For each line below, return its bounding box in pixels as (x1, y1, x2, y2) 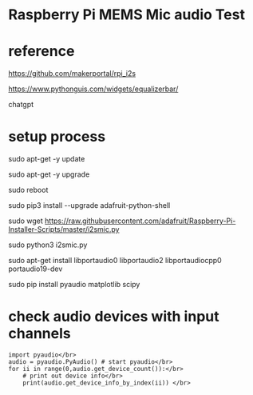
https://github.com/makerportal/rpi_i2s (8, 69, 136, 78)
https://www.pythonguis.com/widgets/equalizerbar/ (8, 84, 179, 94)
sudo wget (8, 216, 44, 225)
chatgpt (8, 100, 34, 110)
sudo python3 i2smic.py (8, 240, 88, 249)
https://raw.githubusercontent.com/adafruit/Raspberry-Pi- (45, 216, 236, 225)
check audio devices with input (8, 308, 219, 325)
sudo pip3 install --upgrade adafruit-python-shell (8, 201, 171, 210)
